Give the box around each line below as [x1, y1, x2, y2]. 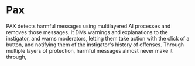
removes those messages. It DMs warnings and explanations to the [6, 28, 168, 35]
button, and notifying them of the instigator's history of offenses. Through [6, 41, 184, 48]
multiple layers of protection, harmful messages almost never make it [6, 47, 173, 54]
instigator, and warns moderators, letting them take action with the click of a [6, 35, 190, 42]
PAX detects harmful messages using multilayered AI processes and [6, 23, 171, 30]
